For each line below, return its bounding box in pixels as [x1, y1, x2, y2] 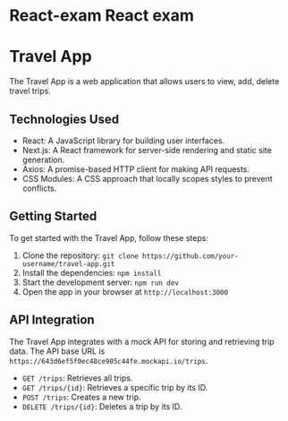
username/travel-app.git [21, 259, 115, 269]
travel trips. [9, 86, 51, 97]
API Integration [9, 313, 96, 328]
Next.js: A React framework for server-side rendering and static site [21, 144, 273, 155]
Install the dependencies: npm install [21, 267, 162, 278]
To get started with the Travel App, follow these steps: [9, 232, 208, 243]
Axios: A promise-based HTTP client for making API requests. [21, 163, 250, 175]
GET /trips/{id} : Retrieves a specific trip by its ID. [21, 382, 208, 392]
